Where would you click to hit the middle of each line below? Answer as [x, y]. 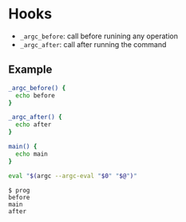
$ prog [19, 190]
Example [30, 70]
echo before [36, 95]
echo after [34, 125]
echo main [32, 154]
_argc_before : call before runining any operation [99, 36]
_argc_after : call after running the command [93, 44]
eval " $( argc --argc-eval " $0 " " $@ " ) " [73, 176]
